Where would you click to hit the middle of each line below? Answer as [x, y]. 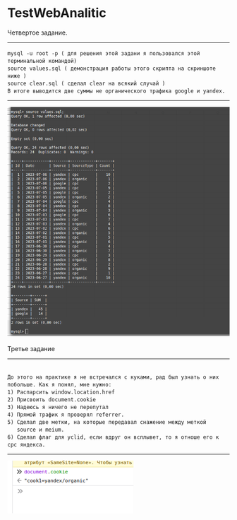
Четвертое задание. [38, 32]
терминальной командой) [42, 61]
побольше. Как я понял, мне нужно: [60, 385]
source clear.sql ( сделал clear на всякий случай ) [86, 83]
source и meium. [41, 430]
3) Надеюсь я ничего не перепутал [58, 408]
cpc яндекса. [26, 445]
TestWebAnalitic [57, 13]
